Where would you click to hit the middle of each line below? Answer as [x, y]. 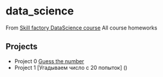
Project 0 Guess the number [49, 61]
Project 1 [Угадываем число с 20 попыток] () [71, 67]
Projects [22, 47]
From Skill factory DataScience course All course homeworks [81, 28]
